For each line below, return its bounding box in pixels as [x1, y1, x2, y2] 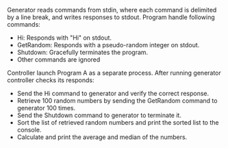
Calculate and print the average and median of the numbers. [16, 133, 188, 141]
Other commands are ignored [16, 56, 101, 64]
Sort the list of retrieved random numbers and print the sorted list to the [16, 119, 219, 126]
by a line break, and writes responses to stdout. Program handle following [7, 13, 215, 21]
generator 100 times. [16, 104, 76, 112]
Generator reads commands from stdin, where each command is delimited [7, 6, 217, 14]
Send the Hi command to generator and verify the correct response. [16, 89, 210, 97]
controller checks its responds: [7, 76, 94, 84]
